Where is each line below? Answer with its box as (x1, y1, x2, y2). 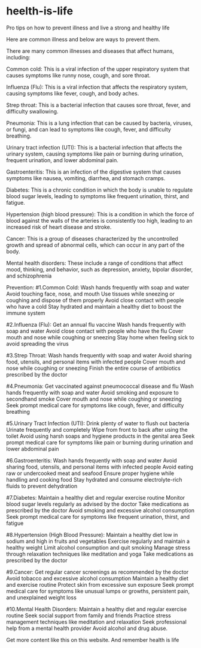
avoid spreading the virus (6, 340, 69, 347)
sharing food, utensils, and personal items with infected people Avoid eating (6, 463, 193, 470)
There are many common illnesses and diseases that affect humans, (6, 47, 175, 55)
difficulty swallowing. (6, 107, 59, 115)
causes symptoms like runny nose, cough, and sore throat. (6, 71, 151, 79)
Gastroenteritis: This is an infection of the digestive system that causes (6, 168, 181, 175)
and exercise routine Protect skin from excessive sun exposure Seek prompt (6, 581, 194, 588)
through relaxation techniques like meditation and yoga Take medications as (6, 550, 194, 557)
